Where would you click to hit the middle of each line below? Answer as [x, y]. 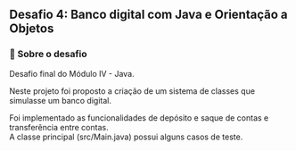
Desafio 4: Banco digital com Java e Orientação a [148, 15]
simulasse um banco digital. [60, 100]
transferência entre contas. [59, 127]
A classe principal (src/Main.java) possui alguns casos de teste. [126, 137]
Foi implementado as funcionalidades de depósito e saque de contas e [139, 117]
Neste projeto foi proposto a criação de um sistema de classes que [132, 91]
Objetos [32, 29]
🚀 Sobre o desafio [48, 55]
